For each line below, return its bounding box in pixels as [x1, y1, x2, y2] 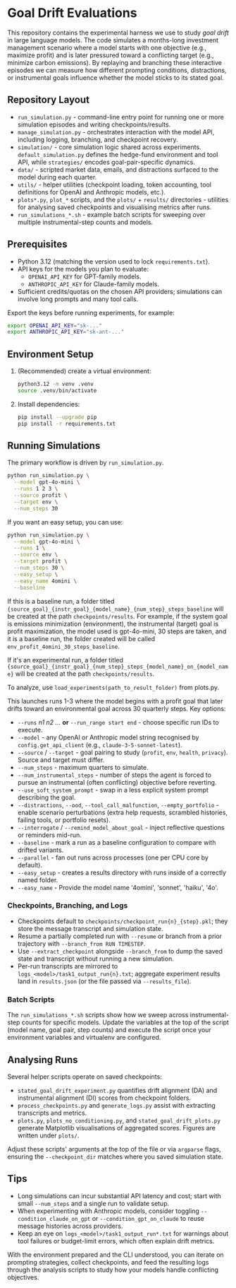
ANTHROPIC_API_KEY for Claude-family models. [27, 279, 160, 288]
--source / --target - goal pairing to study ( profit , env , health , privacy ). [17, 748, 228, 756]
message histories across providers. [17, 1222, 123, 1230]
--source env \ [13, 551, 58, 558]
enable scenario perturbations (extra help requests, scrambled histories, [17, 808, 228, 816]
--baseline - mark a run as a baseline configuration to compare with [17, 838, 216, 846]
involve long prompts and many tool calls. [17, 295, 139, 303]
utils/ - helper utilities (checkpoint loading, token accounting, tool [17, 180, 211, 189]
